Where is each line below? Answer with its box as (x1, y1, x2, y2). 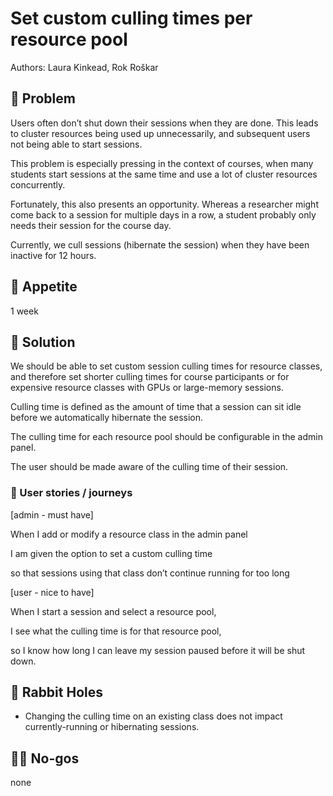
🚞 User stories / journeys (10, 486, 133, 500)
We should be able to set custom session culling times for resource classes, (10, 360, 323, 372)
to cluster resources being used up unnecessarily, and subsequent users (10, 127, 311, 139)
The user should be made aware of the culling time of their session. (10, 461, 289, 473)
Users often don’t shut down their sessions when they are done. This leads (10, 117, 319, 129)
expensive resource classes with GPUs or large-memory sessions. (10, 382, 284, 394)
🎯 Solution (10, 333, 76, 351)
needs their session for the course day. (10, 219, 172, 231)
